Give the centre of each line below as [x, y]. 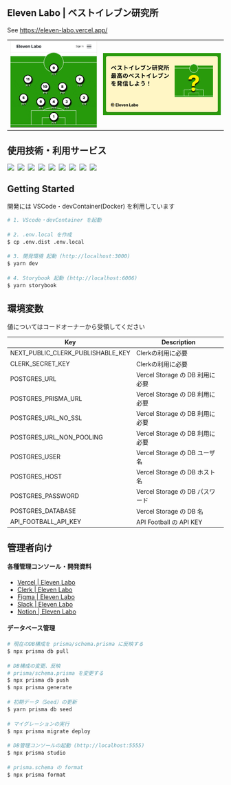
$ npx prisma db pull [38, 651]
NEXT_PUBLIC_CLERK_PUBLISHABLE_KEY [70, 353]
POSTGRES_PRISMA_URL [46, 398]
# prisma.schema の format [45, 767]
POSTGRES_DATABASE [43, 511]
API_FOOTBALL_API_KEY [46, 522]
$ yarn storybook [32, 285]
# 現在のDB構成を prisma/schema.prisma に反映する [75, 644]
